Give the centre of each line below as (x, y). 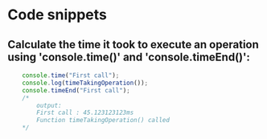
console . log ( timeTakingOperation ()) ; (85, 83)
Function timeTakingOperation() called (103, 121)
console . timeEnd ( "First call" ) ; (76, 90)
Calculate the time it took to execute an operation (133, 45)
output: (49, 105)
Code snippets (58, 15)
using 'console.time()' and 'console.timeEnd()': (129, 57)
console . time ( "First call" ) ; (71, 76)
